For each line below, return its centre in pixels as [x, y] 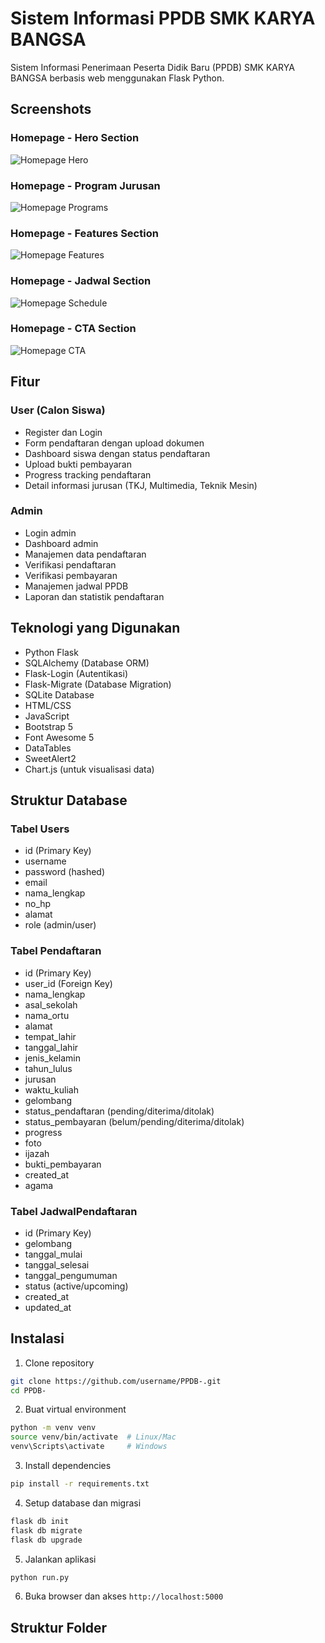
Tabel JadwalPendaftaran [74, 1211]
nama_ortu [47, 1015]
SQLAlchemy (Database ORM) [87, 663]
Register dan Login [63, 432]
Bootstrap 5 [49, 726]
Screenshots [51, 109]
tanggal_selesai [57, 1264]
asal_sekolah [51, 1004]
